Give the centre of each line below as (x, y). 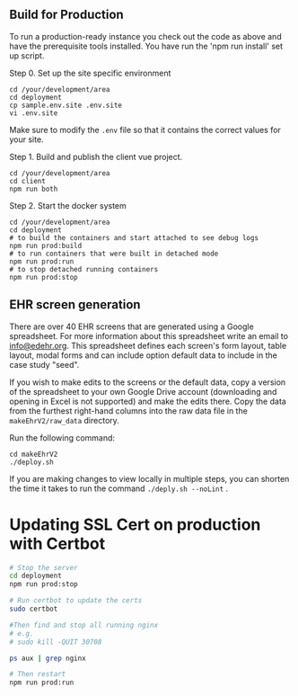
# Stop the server (44, 567)
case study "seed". (44, 364)
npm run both (34, 189)
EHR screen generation (75, 305)
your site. (26, 139)
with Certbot (57, 544)
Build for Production (66, 15)
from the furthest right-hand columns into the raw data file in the (129, 410)
